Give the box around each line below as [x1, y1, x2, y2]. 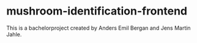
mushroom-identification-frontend [6, 4, 188, 18]
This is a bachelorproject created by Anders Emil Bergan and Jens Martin [6, 24, 191, 31]
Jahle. [6, 30, 22, 38]
